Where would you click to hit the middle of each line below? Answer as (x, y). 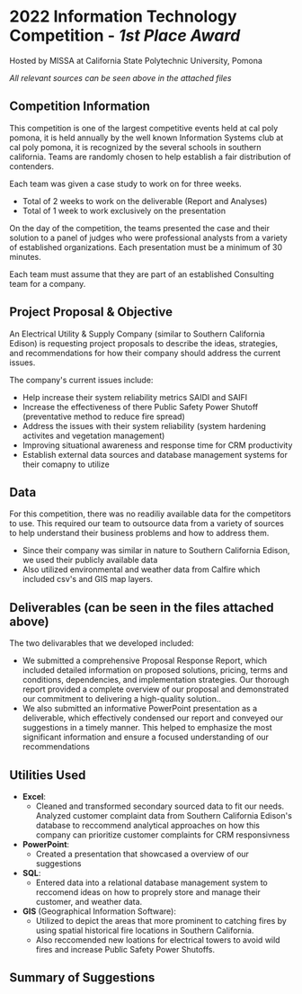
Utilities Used (48, 775)
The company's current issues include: (81, 380)
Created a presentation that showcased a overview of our (142, 854)
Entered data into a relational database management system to (151, 882)
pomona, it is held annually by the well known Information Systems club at (147, 138)
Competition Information (80, 107)
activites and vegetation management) (93, 435)
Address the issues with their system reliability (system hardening (144, 425)
